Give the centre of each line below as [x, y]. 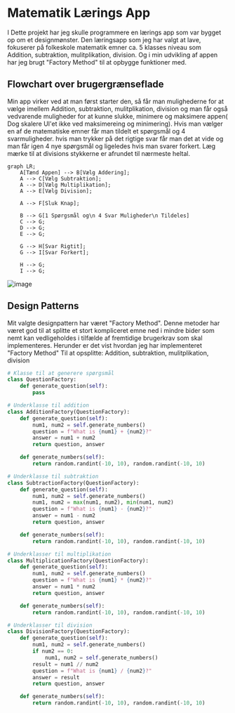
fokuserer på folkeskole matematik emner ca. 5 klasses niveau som [104, 47]
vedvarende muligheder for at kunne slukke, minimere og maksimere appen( [117, 116]
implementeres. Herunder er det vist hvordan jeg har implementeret [105, 345]
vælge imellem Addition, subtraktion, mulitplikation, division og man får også [117, 109]
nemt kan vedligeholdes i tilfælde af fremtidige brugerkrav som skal [105, 338]
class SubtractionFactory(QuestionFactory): [73, 483]
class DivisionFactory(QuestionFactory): [69, 632]
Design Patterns [43, 306]
